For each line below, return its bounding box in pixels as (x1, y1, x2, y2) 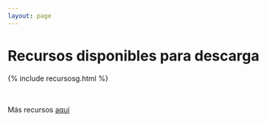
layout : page (7, 11, 52, 20)
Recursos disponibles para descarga (7, 46, 260, 65)
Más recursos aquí (7, 104, 70, 114)
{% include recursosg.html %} (7, 74, 109, 83)
